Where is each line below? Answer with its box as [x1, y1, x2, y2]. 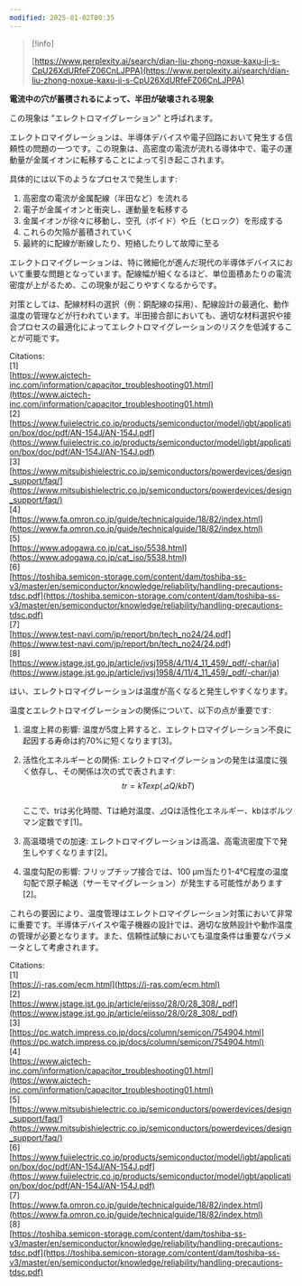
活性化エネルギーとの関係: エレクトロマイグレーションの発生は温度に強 [22, 754, 288, 765]
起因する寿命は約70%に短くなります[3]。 [22, 735, 178, 745]
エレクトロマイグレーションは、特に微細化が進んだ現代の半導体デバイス [9, 256, 278, 267]
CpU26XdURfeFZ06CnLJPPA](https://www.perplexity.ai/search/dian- [31, 65, 290, 76]
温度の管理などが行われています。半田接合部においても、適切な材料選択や [9, 310, 284, 320]
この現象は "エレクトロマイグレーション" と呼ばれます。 [9, 112, 218, 123]
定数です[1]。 [38, 816, 87, 827]
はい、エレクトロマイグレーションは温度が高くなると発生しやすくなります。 [9, 685, 293, 696]
